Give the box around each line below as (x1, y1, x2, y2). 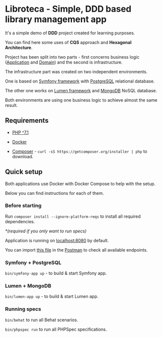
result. (5, 102, 18, 108)
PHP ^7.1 (12, 129, 29, 135)
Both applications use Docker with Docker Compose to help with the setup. (5, 181, 156, 187)
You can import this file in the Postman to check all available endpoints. (5, 247, 148, 253)
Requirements (5, 116, 49, 125)
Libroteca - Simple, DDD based (5, 3, 131, 15)
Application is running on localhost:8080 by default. (5, 237, 109, 243)
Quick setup (5, 168, 43, 176)
